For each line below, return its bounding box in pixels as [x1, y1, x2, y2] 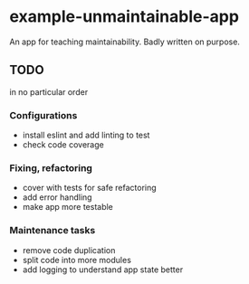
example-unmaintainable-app [9, 6, 240, 27]
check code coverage [22, 139, 104, 150]
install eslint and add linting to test [22, 129, 150, 141]
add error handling [22, 192, 92, 203]
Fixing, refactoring [9, 161, 93, 174]
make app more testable [22, 202, 113, 213]
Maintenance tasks [9, 224, 96, 237]
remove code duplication [22, 244, 116, 255]
